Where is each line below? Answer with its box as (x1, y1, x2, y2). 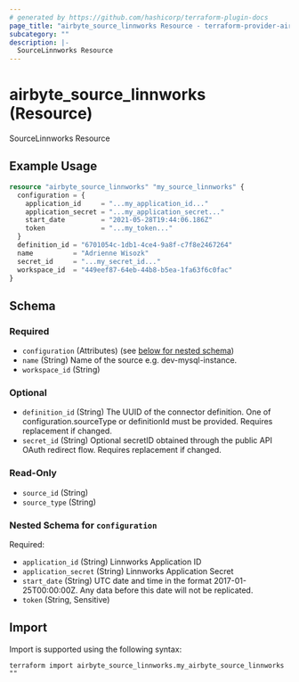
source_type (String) (21, 497, 96, 507)
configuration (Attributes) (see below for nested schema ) (21, 345, 234, 357)
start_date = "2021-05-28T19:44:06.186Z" (25, 216, 214, 225)
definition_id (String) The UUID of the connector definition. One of (21, 407, 271, 417)
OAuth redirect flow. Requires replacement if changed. (21, 445, 222, 456)
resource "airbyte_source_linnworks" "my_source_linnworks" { (9, 182, 245, 192)
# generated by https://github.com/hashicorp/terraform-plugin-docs (9, 12, 269, 22)
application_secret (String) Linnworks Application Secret (21, 565, 234, 576)
